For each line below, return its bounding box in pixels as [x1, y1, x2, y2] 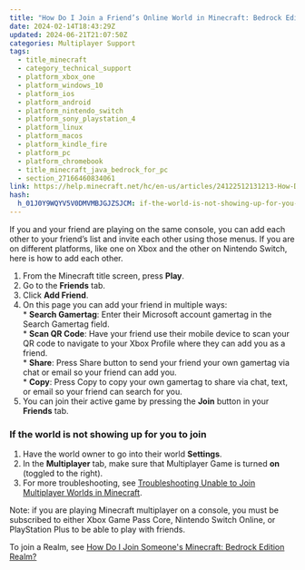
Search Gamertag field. [22, 319, 111, 329]
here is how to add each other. [9, 252, 124, 263]
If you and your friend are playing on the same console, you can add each [9, 223, 286, 234]
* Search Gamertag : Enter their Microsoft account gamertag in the [22, 309, 272, 319]
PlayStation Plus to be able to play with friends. [9, 524, 186, 536]
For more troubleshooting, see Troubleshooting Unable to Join [22, 477, 256, 488]
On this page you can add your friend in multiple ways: [22, 299, 228, 310]
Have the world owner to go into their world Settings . [22, 448, 222, 459]
